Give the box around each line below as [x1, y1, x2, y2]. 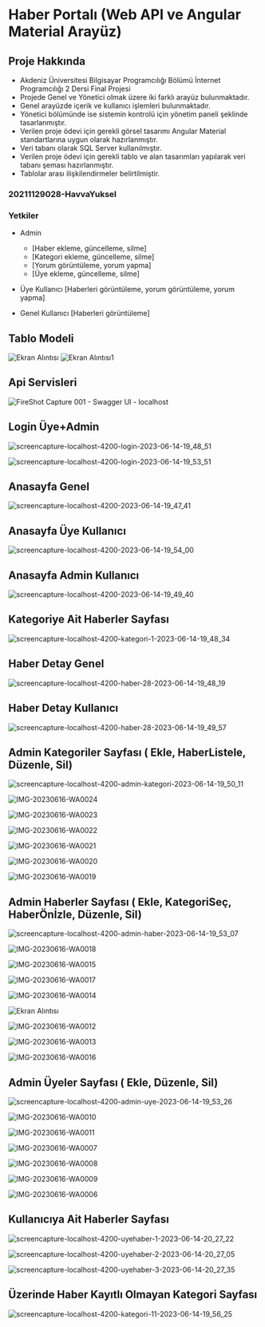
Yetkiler [8, 210, 39, 221]
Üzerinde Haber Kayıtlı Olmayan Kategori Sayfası [8, 1288, 258, 1301]
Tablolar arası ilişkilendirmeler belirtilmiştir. [19, 169, 160, 178]
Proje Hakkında [8, 54, 86, 68]
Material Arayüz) [8, 22, 122, 41]
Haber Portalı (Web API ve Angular [8, 6, 242, 24]
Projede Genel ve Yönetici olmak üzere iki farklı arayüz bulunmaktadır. [19, 93, 250, 101]
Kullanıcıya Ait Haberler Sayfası [8, 1213, 169, 1226]
